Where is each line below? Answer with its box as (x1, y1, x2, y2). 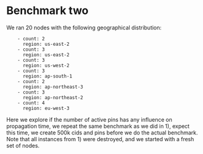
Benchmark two (6, 4, 89, 18)
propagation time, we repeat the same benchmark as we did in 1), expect (6, 122, 190, 130)
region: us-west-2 (22, 62, 70, 68)
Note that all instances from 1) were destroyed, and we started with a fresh (6, 135, 194, 142)
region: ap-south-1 (22, 73, 72, 79)
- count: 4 (17, 100, 45, 106)
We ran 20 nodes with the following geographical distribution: (6, 24, 162, 31)
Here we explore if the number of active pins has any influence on (6, 116, 172, 123)
